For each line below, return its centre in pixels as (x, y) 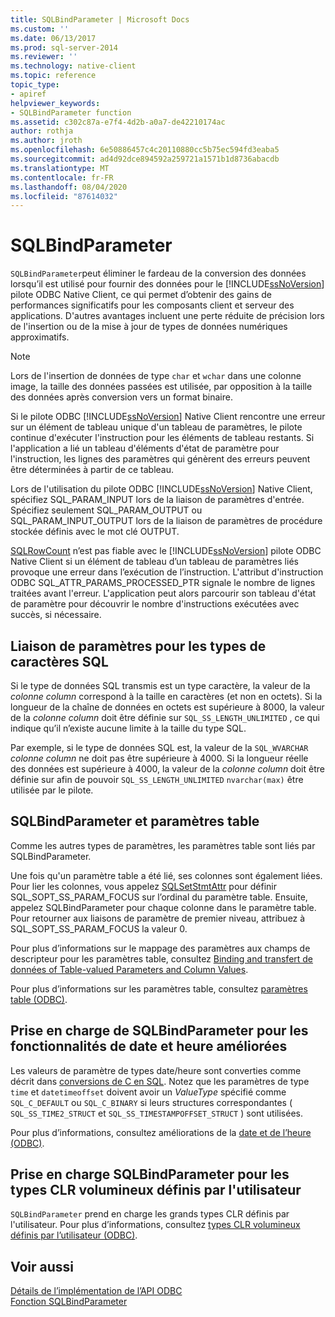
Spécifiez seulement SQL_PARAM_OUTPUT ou (106, 510)
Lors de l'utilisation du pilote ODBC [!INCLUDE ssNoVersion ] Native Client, (161, 489)
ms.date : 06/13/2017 (53, 38)
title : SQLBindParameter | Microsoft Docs (100, 19)
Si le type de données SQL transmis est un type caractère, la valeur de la (160, 685)
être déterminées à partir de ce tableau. (92, 470)
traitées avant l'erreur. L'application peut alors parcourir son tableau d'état (163, 593)
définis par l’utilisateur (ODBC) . (74, 1235)
